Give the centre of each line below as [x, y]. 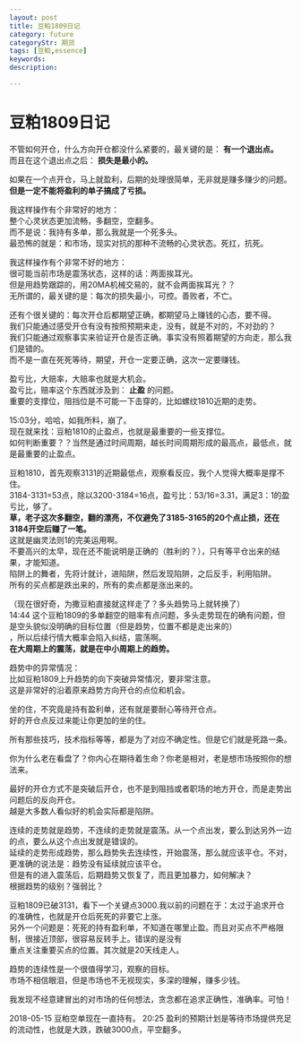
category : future [42, 34]
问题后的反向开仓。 [45, 799]
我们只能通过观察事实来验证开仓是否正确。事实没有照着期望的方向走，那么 [146, 337]
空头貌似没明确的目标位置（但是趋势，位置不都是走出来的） [127, 626]
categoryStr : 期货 [42, 43]
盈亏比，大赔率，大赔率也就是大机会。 [80, 378]
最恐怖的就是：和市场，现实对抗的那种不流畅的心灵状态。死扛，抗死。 [139, 243]
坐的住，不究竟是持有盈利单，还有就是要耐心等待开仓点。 [115, 709]
